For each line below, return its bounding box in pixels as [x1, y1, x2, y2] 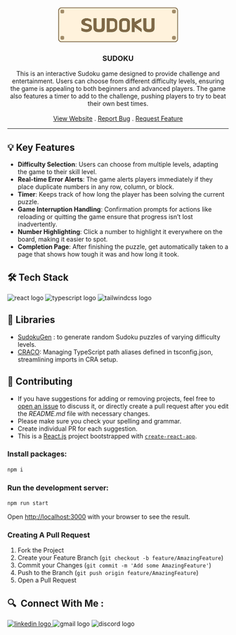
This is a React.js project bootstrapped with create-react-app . [17, 431, 197, 440]
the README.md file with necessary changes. [17, 409, 150, 418]
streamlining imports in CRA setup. [17, 355, 118, 364]
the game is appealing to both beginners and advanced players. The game [10, 85, 226, 93]
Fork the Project [17, 546, 65, 555]
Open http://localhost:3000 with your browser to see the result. [7, 512, 191, 521]
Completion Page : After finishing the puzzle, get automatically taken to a [17, 242, 229, 251]
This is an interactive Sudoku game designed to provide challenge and [16, 70, 220, 78]
